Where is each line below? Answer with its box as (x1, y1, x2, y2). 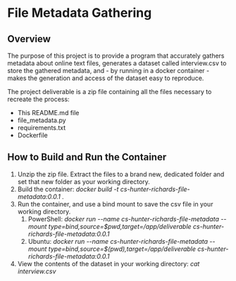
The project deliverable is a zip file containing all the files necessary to (7, 88, 212, 96)
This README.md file (17, 109, 80, 117)
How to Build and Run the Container (7, 151, 167, 163)
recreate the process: (7, 95, 70, 103)
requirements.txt (17, 124, 66, 131)
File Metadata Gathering (7, 5, 152, 21)
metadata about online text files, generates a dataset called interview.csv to (7, 59, 227, 67)
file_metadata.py (17, 116, 66, 124)
